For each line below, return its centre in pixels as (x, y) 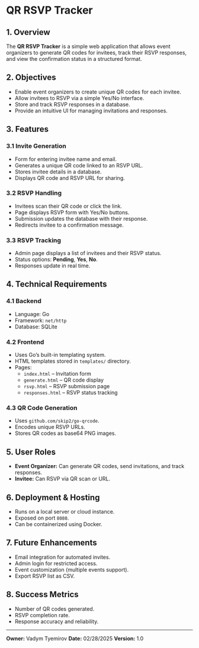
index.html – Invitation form (57, 374)
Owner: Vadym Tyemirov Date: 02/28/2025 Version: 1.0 (75, 638)
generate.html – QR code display (64, 380)
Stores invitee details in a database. (58, 172)
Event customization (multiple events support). (72, 569)
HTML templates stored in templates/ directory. (73, 361)
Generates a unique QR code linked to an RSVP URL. (79, 165)
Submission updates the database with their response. (81, 218)
